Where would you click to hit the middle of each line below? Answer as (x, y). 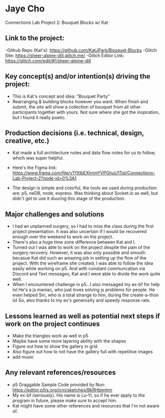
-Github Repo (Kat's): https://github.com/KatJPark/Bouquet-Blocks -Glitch (81, 50)
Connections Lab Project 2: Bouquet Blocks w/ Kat (57, 22)
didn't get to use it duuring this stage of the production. (69, 199)
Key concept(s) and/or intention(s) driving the (78, 76)
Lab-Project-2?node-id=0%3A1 (44, 178)
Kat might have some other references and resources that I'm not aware (86, 406)
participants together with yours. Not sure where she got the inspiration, (86, 112)
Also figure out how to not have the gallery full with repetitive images (82, 351)
